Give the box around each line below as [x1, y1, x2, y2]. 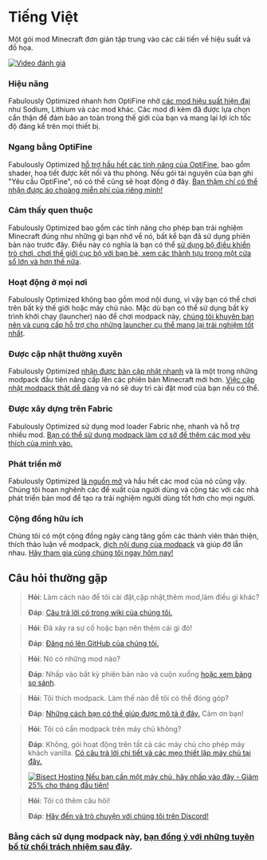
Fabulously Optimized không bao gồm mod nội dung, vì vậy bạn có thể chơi [8, 295, 257, 304]
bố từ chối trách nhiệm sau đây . [8, 841, 133, 852]
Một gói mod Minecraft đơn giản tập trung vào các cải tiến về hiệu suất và [8, 34, 251, 44]
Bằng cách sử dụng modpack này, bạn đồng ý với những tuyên [8, 831, 255, 842]
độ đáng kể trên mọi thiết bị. [8, 122, 101, 131]
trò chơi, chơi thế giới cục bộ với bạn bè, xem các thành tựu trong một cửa [8, 248, 252, 258]
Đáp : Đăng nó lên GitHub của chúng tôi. [27, 639, 159, 648]
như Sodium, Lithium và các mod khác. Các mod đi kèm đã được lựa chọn [8, 104, 251, 115]
